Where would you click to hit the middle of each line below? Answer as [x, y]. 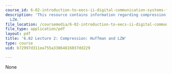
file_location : [21, 24]
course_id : [17, 10]
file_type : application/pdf [35, 29]
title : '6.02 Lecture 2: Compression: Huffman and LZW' [66, 39]
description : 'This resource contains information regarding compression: [87, 15]
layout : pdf [18, 34]
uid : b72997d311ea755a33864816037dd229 [48, 48]
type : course [19, 43]
